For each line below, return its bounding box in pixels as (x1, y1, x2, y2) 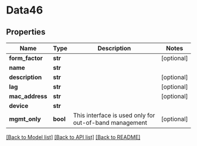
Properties (6, 27, 46, 37)
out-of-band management (73, 118, 148, 127)
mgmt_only (9, 115, 41, 123)
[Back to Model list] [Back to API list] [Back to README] (6, 134, 141, 141)
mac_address (9, 92, 47, 100)
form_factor (9, 54, 43, 62)
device (9, 102, 29, 110)
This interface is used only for (73, 111, 155, 119)
